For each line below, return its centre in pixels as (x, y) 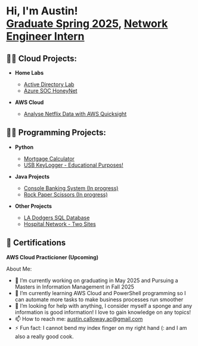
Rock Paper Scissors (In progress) (66, 194)
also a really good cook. (44, 336)
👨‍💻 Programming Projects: (56, 133)
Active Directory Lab (49, 84)
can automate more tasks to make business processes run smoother (99, 299)
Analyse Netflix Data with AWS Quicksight (75, 114)
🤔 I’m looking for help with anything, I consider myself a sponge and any (103, 305)
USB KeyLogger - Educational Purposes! (73, 165)
